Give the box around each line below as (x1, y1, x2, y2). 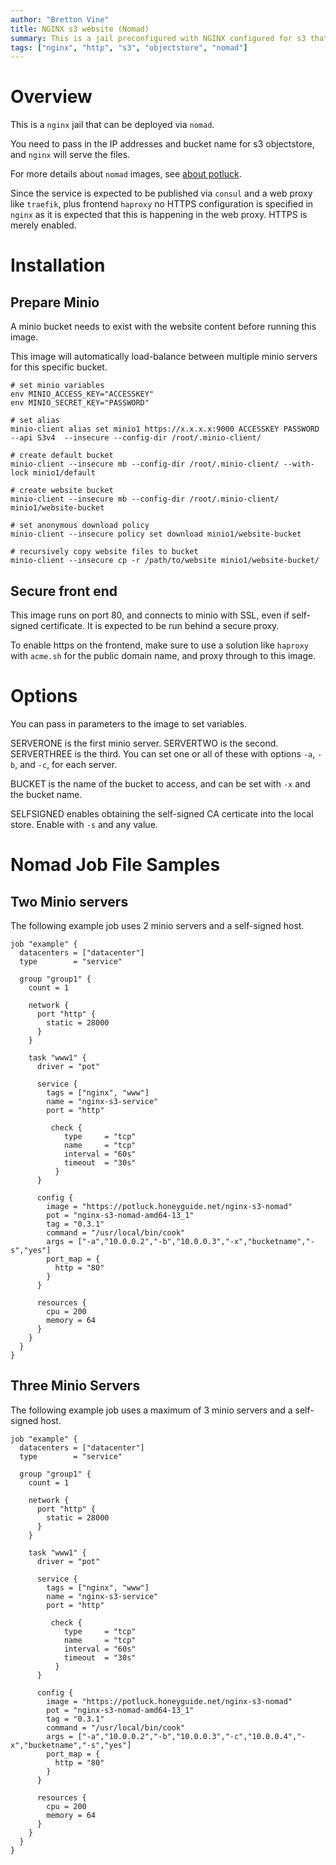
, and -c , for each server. (14, 758, 118, 770)
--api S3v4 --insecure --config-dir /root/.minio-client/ (10, 433, 262, 443)
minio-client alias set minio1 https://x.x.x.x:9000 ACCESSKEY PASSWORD (10, 424, 320, 435)
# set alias (10, 416, 60, 426)
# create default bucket (10, 451, 114, 461)
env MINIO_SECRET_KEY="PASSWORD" (10, 398, 150, 408)
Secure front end (10, 582, 118, 600)
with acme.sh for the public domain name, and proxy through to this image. (10, 650, 317, 661)
